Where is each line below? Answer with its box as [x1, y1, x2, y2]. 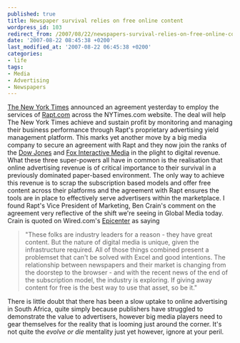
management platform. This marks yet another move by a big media [7, 133, 207, 142]
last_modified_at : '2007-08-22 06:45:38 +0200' [7, 43, 152, 51]
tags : [7, 63, 24, 71]
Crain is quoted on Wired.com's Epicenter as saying [7, 217, 160, 225]
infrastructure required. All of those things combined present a [24, 245, 209, 254]
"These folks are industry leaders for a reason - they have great [24, 230, 213, 239]
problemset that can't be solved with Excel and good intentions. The [24, 253, 226, 262]
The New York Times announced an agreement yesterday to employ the [7, 103, 219, 111]
